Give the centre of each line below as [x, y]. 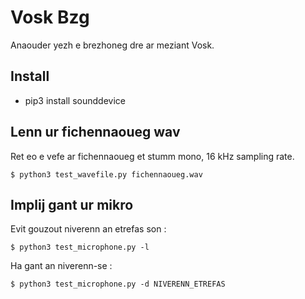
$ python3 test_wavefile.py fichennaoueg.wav [106, 174]
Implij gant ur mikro [72, 204]
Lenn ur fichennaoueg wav [95, 132]
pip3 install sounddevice [75, 100]
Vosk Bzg [50, 17]
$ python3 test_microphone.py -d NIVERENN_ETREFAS [118, 284]
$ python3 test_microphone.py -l [80, 247]
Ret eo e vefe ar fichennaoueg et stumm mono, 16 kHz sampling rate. [152, 156]
